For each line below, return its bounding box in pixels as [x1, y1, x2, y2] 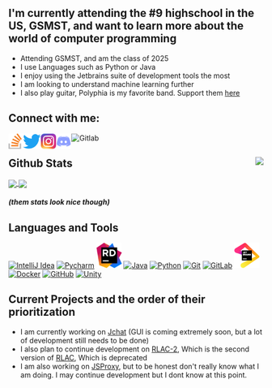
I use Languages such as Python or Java [19, 62, 156, 71]
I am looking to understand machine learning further [19, 79, 194, 88]
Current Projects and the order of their [8, 292, 206, 307]
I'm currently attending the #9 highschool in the [8, 6, 255, 20]
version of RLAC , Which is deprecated [19, 352, 148, 362]
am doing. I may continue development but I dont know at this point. [19, 369, 248, 380]
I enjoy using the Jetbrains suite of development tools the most [19, 71, 231, 80]
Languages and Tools [8, 221, 119, 235]
